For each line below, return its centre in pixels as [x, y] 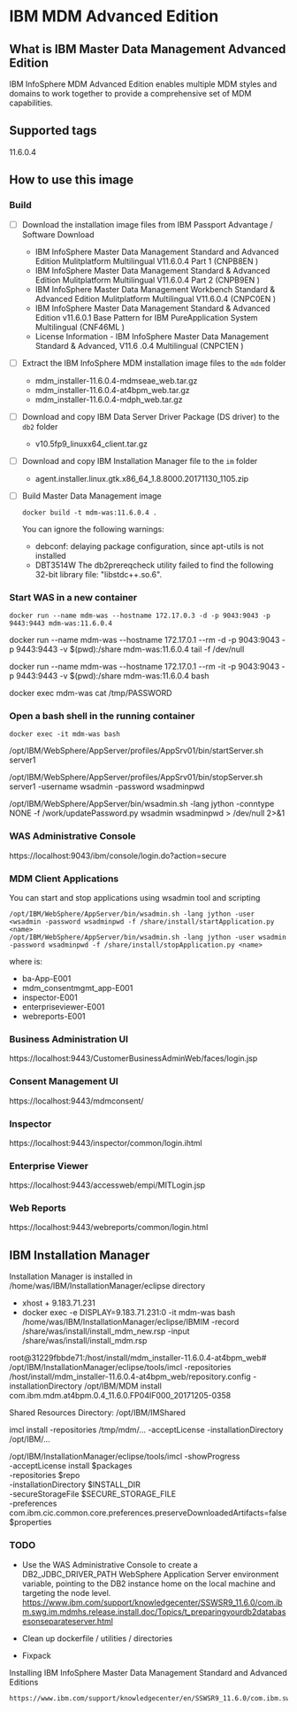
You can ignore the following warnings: [93, 529]
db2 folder [40, 426]
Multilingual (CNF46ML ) [80, 327]
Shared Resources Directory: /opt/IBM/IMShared [97, 1413]
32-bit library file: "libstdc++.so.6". [98, 574]
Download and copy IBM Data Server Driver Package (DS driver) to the [151, 416]
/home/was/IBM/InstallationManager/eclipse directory [107, 1286]
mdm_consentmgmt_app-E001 [77, 988]
